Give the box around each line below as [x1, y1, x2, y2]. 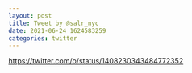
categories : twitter [8, 34, 78, 43]
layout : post [8, 11, 52, 20]
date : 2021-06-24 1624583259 [8, 26, 106, 34]
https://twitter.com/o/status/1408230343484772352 [8, 56, 184, 66]
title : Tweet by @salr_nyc [8, 19, 99, 27]
